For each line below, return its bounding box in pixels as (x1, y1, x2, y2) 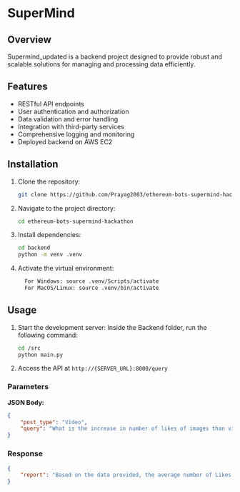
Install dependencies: (17, 231, 81, 239)
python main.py (17, 351, 64, 358)
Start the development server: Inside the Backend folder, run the (17, 323, 207, 331)
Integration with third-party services (17, 122, 125, 131)
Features (7, 81, 48, 93)
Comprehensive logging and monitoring (17, 130, 135, 139)
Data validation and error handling (17, 114, 119, 123)
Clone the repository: (17, 177, 81, 186)
